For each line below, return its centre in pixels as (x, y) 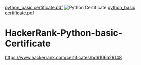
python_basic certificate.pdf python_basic (70, 8)
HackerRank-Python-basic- (64, 33)
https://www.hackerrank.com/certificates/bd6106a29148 (64, 57)
